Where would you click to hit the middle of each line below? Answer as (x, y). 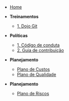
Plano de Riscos (33, 93)
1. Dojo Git (27, 26)
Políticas (19, 36)
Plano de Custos (33, 69)
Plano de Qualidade (36, 75)
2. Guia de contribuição (40, 50)
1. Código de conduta (38, 45)
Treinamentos (24, 16)
